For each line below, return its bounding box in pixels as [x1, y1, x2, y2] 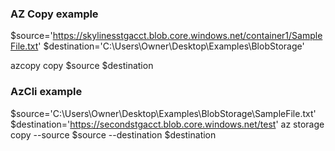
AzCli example [10, 85, 83, 99]
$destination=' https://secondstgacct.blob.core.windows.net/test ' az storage [10, 118, 325, 130]
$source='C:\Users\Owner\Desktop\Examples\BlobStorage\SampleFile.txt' [10, 107, 317, 119]
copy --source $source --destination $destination [10, 128, 217, 141]
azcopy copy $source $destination [10, 60, 154, 72]
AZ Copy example [10, 7, 99, 21]
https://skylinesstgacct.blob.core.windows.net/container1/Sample [52, 30, 323, 42]
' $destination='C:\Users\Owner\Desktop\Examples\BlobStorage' [38, 40, 305, 52]
